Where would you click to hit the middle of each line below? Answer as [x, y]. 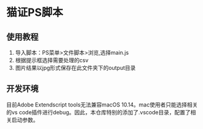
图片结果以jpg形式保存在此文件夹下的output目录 [75, 68]
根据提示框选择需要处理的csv [52, 60]
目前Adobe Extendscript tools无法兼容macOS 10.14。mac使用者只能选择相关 [102, 105]
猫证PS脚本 [35, 12]
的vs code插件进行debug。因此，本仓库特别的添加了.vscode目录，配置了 [98, 112]
